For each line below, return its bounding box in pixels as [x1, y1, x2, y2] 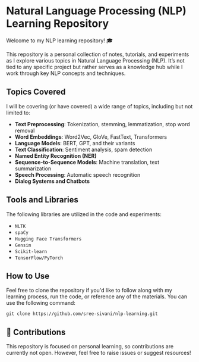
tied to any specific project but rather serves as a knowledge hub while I [6, 63, 183, 70]
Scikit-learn [14, 248, 48, 254]
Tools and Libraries [6, 195, 78, 205]
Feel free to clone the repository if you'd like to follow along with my [6, 287, 172, 294]
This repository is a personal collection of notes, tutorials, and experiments [6, 51, 189, 58]
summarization [14, 165, 52, 172]
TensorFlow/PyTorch [14, 255, 64, 261]
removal [14, 127, 35, 134]
